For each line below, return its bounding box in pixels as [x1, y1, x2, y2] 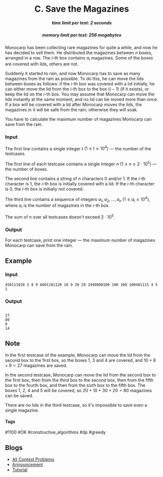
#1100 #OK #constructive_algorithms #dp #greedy [5, 429, 106, 435]
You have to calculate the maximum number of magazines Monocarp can [5, 116, 152, 122]
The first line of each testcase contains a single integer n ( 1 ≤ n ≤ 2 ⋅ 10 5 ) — [5, 160, 157, 167]
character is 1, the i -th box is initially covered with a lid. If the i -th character [5, 180, 155, 186]
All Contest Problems [12, 456, 54, 462]
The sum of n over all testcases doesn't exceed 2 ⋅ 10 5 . [5, 213, 115, 220]
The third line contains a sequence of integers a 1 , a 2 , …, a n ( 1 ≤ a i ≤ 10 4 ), [5, 195, 150, 203]
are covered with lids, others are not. [5, 61, 79, 67]
